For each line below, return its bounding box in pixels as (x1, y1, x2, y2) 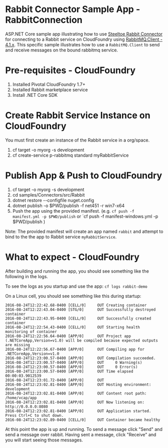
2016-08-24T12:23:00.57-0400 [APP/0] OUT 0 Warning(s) (5, 360, 142, 365)
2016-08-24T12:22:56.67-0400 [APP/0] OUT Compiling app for (5, 347, 144, 352)
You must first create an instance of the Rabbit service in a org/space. (5, 137, 150, 143)
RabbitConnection (5, 14, 83, 26)
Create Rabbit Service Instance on (5, 110, 150, 121)
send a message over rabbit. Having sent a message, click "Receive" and (5, 431, 156, 437)
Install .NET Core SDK (12, 92, 58, 98)
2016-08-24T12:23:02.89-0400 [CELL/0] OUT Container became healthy (5, 417, 160, 422)
